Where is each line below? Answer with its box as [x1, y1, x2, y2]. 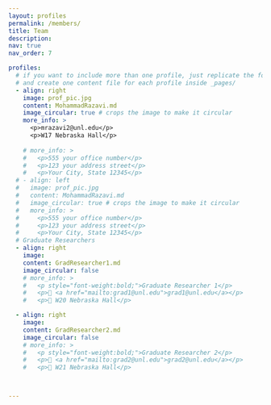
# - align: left [15, 177, 70, 185]
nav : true [8, 42, 42, 50]
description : [8, 34, 52, 43]
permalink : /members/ [8, 19, 81, 27]
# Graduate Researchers [15, 236, 95, 244]
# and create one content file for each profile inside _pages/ [15, 78, 236, 87]
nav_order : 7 [8, 49, 52, 57]
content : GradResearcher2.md [23, 326, 121, 334]
